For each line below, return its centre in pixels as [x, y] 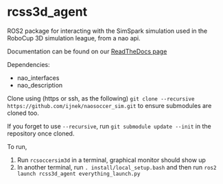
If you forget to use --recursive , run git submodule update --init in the [109, 126]
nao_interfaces [38, 78]
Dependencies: [28, 64]
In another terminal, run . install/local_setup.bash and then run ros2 [117, 167]
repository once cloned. [41, 133]
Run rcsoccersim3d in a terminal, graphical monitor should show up [111, 160]
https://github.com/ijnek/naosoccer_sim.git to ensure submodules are [109, 105]
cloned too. [23, 113]
